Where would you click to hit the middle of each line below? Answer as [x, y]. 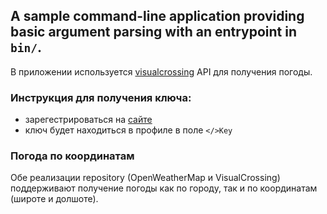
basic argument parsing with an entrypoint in [154, 32]
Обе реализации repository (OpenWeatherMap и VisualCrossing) [145, 178]
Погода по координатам [72, 156]
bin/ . [26, 47]
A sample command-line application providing [157, 16]
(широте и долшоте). [54, 199]
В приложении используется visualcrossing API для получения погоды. [161, 71]
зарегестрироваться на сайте [88, 120]
